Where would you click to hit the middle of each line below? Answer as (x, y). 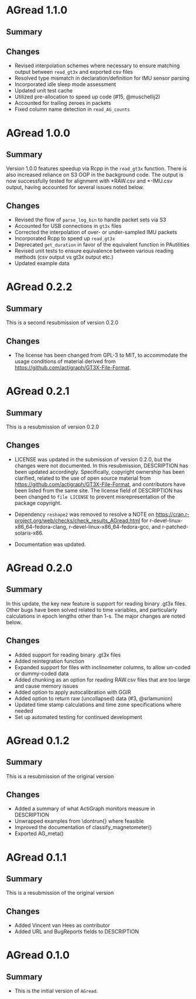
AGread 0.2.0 (39, 568)
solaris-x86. (29, 533)
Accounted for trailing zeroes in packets (63, 103)
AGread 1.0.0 (38, 133)
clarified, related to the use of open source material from (82, 478)
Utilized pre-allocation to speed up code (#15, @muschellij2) (87, 97)
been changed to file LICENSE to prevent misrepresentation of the (95, 497)
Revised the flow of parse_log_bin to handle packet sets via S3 (90, 220)
